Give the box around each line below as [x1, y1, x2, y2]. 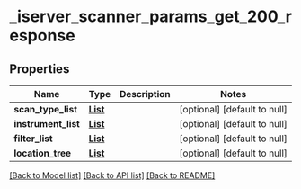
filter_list [13, 132, 53, 145]
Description [120, 88, 171, 100]
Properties [9, 61, 70, 76]
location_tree [13, 147, 72, 159]
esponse [9, 25, 75, 46]
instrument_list [13, 118, 81, 130]
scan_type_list [13, 103, 78, 115]
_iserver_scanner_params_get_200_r [9, 6, 292, 27]
